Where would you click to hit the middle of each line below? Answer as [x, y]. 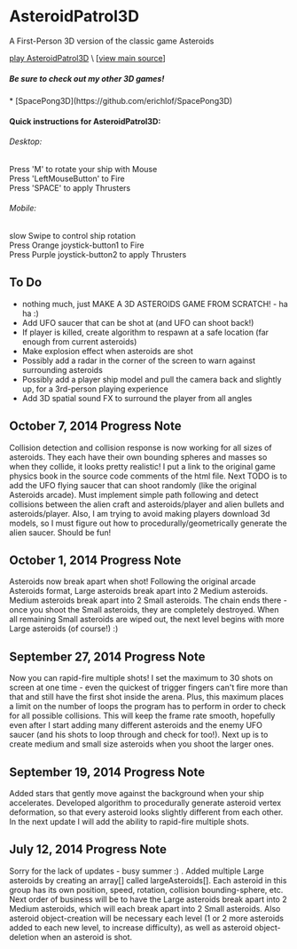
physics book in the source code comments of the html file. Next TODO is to [148, 476]
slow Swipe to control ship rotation [72, 235]
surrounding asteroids [63, 369]
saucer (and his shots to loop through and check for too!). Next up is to [139, 735]
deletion [24, 937]
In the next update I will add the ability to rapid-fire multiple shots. [129, 821]
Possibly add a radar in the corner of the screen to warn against [138, 360]
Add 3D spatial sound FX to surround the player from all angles [137, 398]
